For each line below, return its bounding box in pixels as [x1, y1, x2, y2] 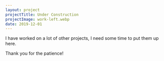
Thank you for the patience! [5, 50, 64, 56]
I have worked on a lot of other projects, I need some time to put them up [5, 35, 159, 41]
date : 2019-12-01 [5, 21, 42, 27]
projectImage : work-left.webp [5, 17, 70, 22]
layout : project [5, 7, 40, 13]
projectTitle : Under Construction [5, 12, 79, 17]
